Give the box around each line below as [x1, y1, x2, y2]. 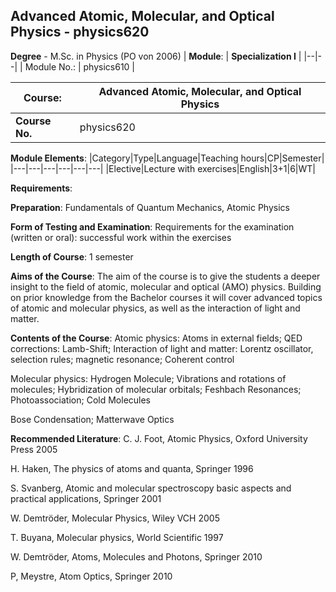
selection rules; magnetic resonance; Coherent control [10, 353, 235, 365]
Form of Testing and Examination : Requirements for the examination [10, 220, 295, 233]
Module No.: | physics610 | [24, 60, 136, 73]
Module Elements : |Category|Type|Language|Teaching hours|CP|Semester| [10, 152, 325, 164]
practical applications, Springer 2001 [10, 492, 162, 504]
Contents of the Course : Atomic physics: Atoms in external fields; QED [10, 332, 303, 344]
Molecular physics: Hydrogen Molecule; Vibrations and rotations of [10, 372, 287, 384]
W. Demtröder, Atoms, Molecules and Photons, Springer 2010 [10, 550, 263, 563]
